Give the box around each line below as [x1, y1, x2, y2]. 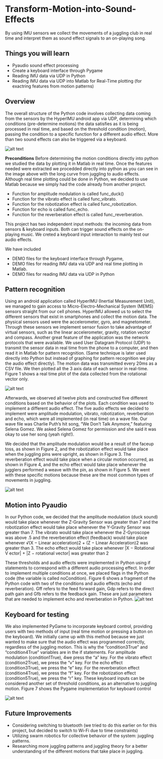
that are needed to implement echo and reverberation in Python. [5, 596, 134, 602]
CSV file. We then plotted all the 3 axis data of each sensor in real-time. [5, 366, 148, 372]
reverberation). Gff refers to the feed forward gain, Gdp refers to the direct [5, 586, 154, 592]
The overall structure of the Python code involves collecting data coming [5, 110, 151, 116]
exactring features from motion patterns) [12, 83, 94, 89]
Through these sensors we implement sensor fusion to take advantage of [5, 324, 152, 330]
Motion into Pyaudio [5, 501, 67, 509]
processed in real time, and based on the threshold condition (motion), [5, 126, 146, 132]
